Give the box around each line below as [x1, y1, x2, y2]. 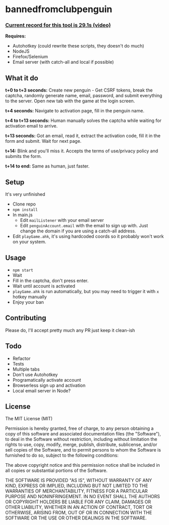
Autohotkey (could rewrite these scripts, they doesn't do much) [12, 43, 145, 49]
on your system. [12, 239, 46, 245]
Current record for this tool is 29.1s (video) [5, 22, 111, 29]
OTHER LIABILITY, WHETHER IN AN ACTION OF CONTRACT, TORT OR [5, 504, 152, 510]
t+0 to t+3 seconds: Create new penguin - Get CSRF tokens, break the [5, 87, 153, 93]
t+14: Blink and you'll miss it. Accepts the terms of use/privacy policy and [5, 148, 158, 154]
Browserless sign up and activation [12, 382, 86, 388]
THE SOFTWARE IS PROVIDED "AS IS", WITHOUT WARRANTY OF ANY [5, 477, 152, 483]
